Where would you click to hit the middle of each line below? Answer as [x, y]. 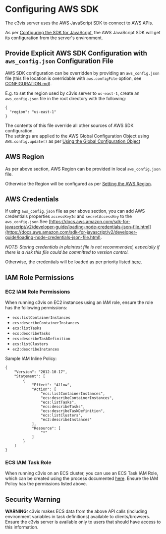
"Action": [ [44, 389]
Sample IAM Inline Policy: [31, 358]
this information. [22, 527]
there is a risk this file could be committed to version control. [67, 252]
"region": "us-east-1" [33, 112]
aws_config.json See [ [28, 222]
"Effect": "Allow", [52, 385]
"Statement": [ [30, 376]
